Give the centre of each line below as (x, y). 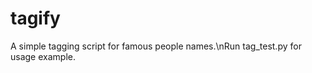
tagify (35, 18)
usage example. (43, 56)
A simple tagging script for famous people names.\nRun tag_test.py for (156, 46)
